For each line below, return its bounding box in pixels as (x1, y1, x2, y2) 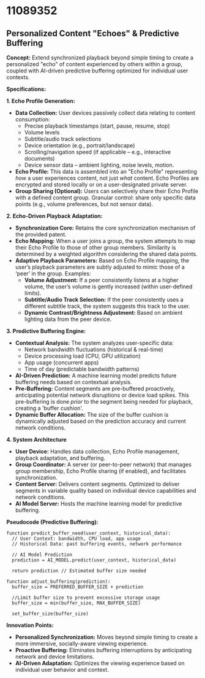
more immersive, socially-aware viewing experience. (15, 640, 148, 647)
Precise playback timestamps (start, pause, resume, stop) (24, 122, 170, 129)
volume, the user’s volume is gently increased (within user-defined (24, 283, 193, 290)
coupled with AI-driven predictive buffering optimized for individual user (6, 67, 188, 74)
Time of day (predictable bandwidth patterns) (24, 366, 140, 372)
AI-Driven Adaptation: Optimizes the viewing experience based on (15, 660, 185, 666)
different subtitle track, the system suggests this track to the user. (24, 302, 191, 310)
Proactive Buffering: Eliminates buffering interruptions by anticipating (15, 647, 192, 653)
